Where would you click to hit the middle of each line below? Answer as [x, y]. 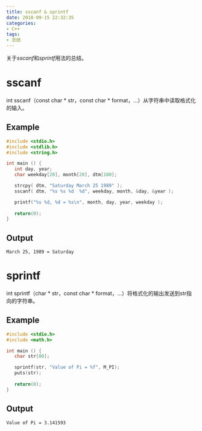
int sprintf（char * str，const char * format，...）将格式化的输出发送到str [96, 293]
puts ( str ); [28, 373]
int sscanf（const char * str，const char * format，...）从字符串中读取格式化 [101, 100]
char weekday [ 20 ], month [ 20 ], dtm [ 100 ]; [66, 175]
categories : [21, 23]
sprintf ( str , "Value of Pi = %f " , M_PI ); [67, 367]
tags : [13, 35]
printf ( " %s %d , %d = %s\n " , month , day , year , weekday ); [89, 202]
